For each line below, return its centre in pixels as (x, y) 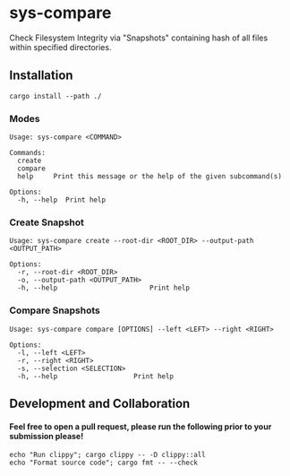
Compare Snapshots (55, 310)
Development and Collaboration (100, 404)
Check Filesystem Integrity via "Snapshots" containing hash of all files (139, 38)
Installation (41, 76)
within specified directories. (60, 47)
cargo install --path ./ (55, 96)
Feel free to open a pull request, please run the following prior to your (141, 426)
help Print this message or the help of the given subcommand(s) (149, 177)
